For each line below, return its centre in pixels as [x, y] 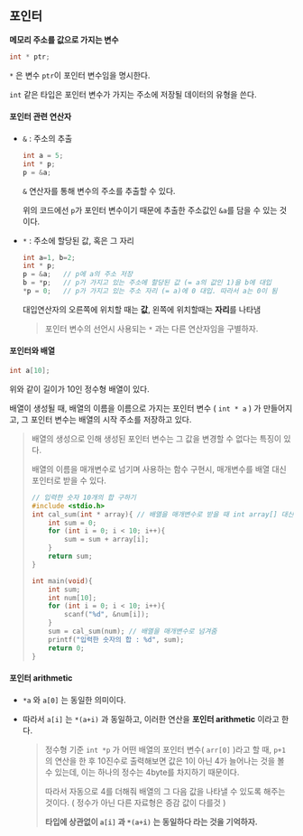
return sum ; [70, 557]
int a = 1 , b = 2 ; [49, 257]
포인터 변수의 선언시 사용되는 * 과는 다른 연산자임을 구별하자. [151, 329]
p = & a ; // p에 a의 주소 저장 [78, 274]
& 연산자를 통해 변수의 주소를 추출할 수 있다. [99, 190]
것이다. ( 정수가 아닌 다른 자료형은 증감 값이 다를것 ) [135, 803]
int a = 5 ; [43, 155]
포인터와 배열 [32, 351]
